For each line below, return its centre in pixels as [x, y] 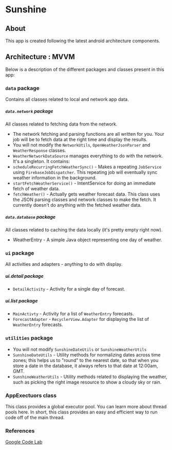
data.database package [31, 217]
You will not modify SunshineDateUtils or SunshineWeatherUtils [80, 349]
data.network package [29, 111]
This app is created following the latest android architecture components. [83, 41]
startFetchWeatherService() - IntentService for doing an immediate [84, 183]
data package [23, 88]
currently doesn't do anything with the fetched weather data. [77, 205]
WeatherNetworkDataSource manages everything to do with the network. [88, 156]
